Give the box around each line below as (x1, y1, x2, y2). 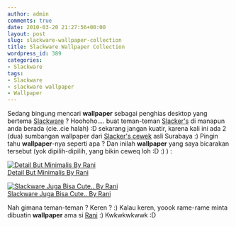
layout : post (7, 30, 46, 38)
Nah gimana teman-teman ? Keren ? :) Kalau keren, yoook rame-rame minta (7, 203, 228, 212)
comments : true (7, 17, 52, 24)
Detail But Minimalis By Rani (7, 168, 89, 177)
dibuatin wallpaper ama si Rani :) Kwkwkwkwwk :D (7, 211, 157, 220)
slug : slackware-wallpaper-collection (7, 37, 122, 44)
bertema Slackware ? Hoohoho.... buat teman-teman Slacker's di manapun (7, 117, 225, 125)
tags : (7, 70, 23, 77)
